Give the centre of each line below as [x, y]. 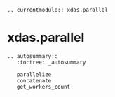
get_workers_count [43, 87]
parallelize [34, 74]
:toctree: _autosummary [51, 62]
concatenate [34, 80]
